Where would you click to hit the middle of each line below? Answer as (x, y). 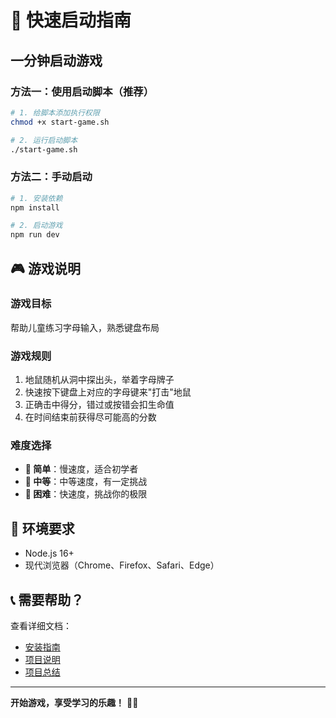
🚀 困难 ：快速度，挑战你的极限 (86, 494)
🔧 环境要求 (42, 528)
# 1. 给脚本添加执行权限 (55, 112)
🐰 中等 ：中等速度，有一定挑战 (86, 482)
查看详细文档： (41, 626)
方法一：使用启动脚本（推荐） (82, 91)
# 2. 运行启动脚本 (44, 140)
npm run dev (35, 235)
